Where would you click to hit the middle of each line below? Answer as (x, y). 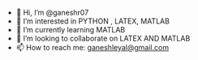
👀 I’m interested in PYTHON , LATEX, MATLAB (93, 21)
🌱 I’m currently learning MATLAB (71, 30)
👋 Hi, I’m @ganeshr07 (52, 13)
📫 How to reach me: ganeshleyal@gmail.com (92, 47)
